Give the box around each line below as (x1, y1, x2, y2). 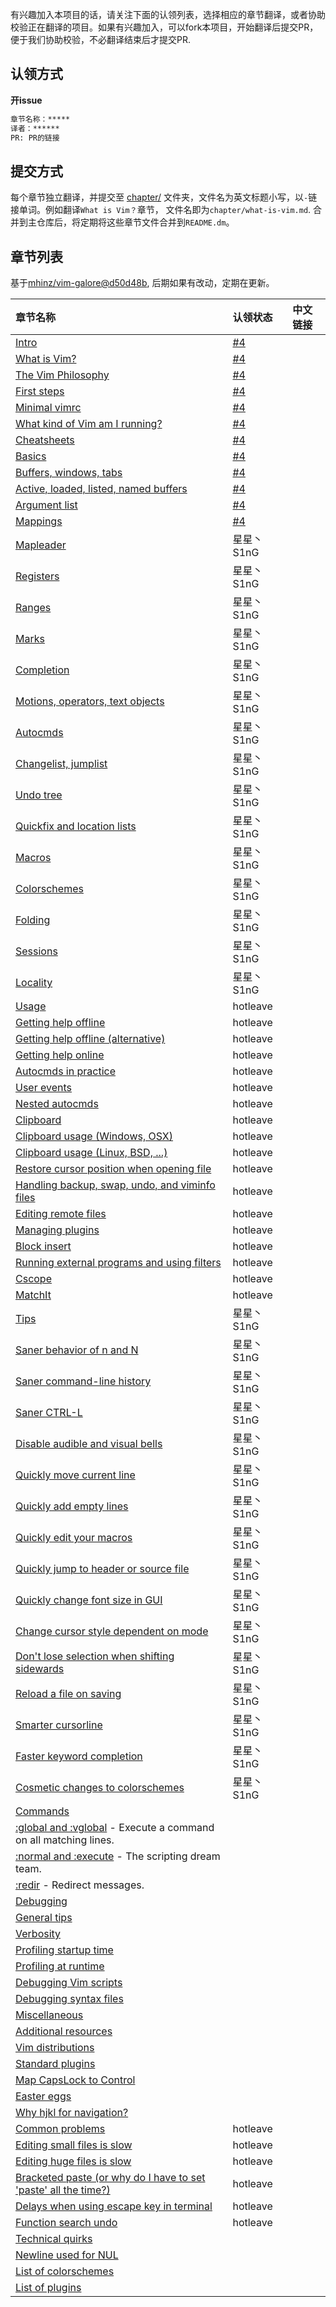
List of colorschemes (15, 2264, 115, 2278)
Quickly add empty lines (15, 1499, 129, 1513)
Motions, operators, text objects (15, 694, 165, 708)
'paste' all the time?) (15, 2183, 111, 2197)
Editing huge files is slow (15, 2154, 132, 2168)
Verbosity (15, 1927, 62, 1941)
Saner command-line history (15, 1374, 152, 1388)
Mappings (15, 514, 63, 528)
